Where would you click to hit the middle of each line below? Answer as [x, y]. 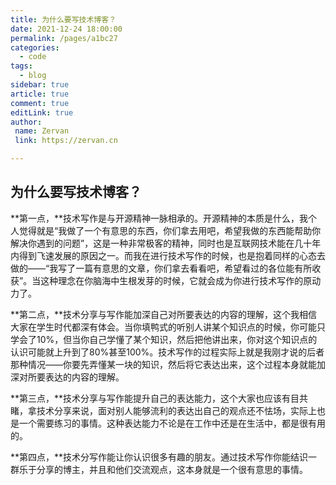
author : [26, 122]
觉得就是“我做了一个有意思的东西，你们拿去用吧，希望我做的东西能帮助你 [170, 230]
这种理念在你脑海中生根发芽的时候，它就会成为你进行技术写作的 [172, 280]
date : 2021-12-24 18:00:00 [66, 29]
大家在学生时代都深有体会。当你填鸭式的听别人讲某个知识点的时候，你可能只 [168, 327]
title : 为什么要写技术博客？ [63, 19]
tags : [21, 66]
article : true [40, 94]
